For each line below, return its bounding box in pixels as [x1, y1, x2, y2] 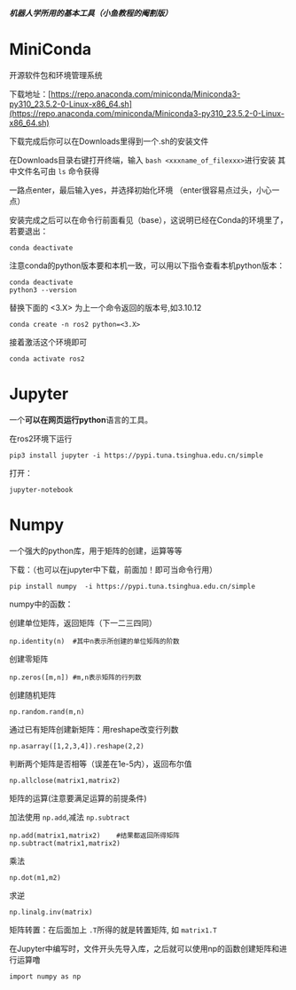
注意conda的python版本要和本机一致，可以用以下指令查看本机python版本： [9, 260, 285, 271]
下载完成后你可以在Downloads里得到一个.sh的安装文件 [9, 136, 209, 147]
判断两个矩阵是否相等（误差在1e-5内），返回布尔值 [9, 758, 192, 769]
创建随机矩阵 [9, 689, 56, 700]
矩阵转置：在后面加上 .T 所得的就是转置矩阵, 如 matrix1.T [9, 924, 217, 935]
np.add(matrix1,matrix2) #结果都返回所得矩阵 [9, 831, 180, 840]
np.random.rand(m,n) [9, 707, 86, 717]
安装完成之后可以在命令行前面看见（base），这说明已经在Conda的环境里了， [9, 214, 288, 225]
